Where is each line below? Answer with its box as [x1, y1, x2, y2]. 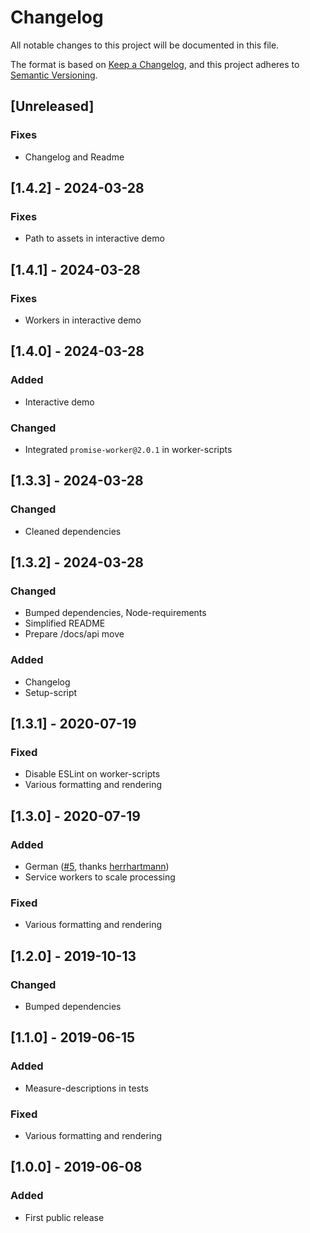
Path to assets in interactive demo [24, 232, 165, 245]
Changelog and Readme [24, 151, 125, 163]
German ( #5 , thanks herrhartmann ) [24, 861, 170, 873]
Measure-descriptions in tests [24, 1082, 149, 1094]
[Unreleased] [10, 98, 95, 115]
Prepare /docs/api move [24, 628, 125, 640]
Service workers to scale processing [24, 871, 176, 883]
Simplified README [24, 617, 106, 630]
